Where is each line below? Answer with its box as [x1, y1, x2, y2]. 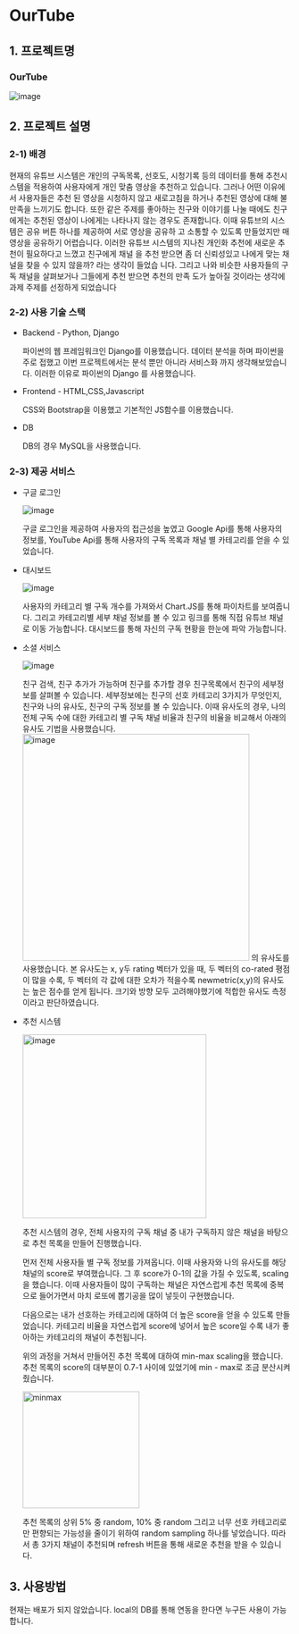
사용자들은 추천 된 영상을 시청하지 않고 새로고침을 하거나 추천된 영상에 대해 [18, 192, 278, 203]
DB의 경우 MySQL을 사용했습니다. [21, 440, 141, 451]
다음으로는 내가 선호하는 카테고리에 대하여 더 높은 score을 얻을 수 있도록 [21, 1310, 274, 1320]
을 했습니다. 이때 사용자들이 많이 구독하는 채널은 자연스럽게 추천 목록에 [21, 1279, 268, 1290]
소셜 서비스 [21, 643, 62, 653]
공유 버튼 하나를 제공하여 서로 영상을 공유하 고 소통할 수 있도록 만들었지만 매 [25, 225, 290, 237]
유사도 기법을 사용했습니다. [21, 723, 116, 734]
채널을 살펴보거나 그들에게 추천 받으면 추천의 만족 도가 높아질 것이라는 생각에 [18, 270, 286, 282]
